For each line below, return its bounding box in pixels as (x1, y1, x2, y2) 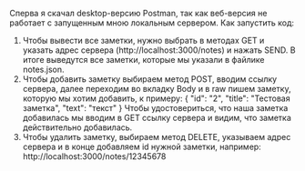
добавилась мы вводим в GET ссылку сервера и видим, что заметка (22, 113, 291, 123)
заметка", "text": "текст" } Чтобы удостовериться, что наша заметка (22, 103, 289, 113)
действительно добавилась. (22, 122, 133, 133)
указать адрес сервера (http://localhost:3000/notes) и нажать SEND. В (22, 45, 296, 55)
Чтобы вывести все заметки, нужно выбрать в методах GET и (22, 35, 265, 45)
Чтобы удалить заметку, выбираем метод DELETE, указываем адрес (22, 132, 291, 142)
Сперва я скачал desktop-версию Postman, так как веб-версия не (9, 8, 268, 18)
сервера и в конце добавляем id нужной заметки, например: (22, 141, 261, 152)
